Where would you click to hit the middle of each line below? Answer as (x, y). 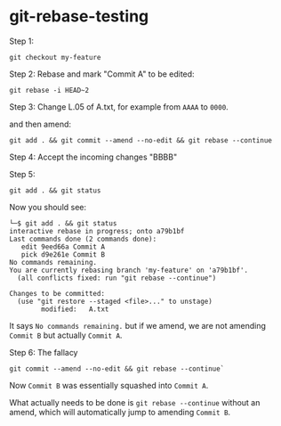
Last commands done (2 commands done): (83, 239)
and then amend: (40, 124)
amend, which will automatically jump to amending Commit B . (120, 412)
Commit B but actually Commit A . (66, 335)
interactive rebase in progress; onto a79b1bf (97, 231)
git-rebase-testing (79, 16)
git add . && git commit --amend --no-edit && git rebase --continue (141, 140)
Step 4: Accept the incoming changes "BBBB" (93, 157)
